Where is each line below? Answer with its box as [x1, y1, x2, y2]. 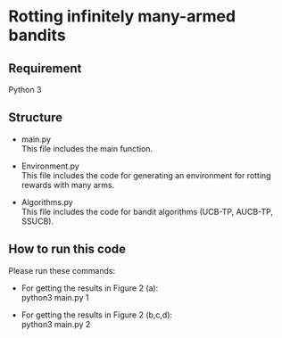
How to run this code [8, 242, 127, 257]
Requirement [8, 61, 82, 76]
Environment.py [21, 161, 79, 171]
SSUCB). [21, 216, 54, 227]
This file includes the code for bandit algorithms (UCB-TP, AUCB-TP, [21, 206, 274, 217]
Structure [8, 110, 63, 126]
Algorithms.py [21, 196, 73, 207]
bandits [8, 25, 66, 45]
